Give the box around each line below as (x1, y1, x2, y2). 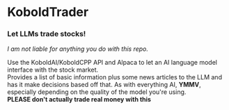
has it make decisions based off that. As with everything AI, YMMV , (7, 81, 202, 89)
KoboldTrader (7, 4, 89, 20)
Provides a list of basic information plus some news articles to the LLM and (7, 73, 223, 81)
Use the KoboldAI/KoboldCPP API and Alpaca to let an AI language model (7, 58, 218, 67)
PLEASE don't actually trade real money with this (7, 95, 152, 104)
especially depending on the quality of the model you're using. (7, 88, 187, 96)
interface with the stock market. (7, 65, 99, 74)
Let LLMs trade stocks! (7, 29, 86, 39)
